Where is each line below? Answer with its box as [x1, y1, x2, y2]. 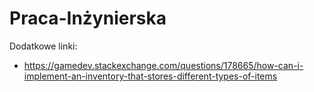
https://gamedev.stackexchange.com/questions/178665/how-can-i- [23, 59, 304, 71]
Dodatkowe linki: [9, 40, 78, 52]
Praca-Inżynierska [9, 7, 167, 30]
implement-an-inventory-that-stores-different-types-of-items [23, 70, 278, 82]
